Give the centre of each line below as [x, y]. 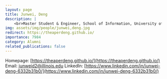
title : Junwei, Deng [27, 14]
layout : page [19, 10]
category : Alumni [23, 42]
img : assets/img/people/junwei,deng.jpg [48, 28]
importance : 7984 [23, 38]
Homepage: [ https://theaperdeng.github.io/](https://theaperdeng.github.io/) [83, 60]
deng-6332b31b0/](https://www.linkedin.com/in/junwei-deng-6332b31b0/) [82, 71]
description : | [21, 19]
